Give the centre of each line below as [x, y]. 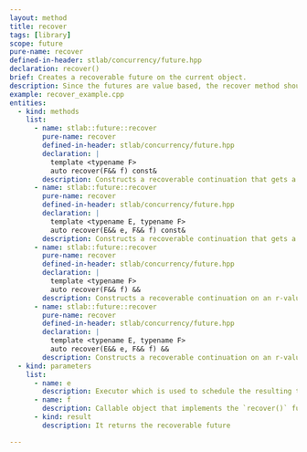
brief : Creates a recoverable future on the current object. [128, 78]
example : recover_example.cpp [67, 94]
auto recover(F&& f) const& [103, 171]
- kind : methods [48, 111]
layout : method [38, 18]
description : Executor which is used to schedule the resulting [167, 392]
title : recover [38, 26]
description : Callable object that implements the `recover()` [165, 409]
